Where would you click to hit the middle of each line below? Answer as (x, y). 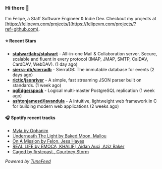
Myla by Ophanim (30, 130)
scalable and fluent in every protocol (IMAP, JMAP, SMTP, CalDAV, (80, 59)
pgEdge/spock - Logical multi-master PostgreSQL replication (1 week (83, 90)
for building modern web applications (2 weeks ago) (66, 106)
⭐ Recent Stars (21, 41)
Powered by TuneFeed (28, 161)
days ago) (23, 75)
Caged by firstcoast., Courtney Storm (51, 151)
